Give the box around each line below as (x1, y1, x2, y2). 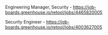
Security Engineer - (5, 19, 45, 25)
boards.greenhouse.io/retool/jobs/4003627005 (5, 24, 103, 30)
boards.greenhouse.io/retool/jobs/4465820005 (5, 9, 103, 15)
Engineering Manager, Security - (5, 4, 72, 10)
